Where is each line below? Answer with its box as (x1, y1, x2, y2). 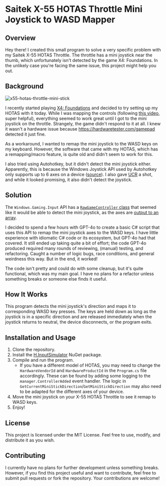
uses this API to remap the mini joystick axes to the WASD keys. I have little (5, 229, 159, 236)
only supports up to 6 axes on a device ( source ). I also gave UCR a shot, (5, 171, 153, 177)
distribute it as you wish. (5, 437, 55, 443)
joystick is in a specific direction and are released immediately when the (5, 314, 152, 320)
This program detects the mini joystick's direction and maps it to (5, 303, 136, 309)
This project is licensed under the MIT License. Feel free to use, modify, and (5, 432, 161, 438)
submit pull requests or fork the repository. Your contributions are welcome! (5, 475, 160, 481)
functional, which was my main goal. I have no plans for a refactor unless (5, 271, 154, 277)
